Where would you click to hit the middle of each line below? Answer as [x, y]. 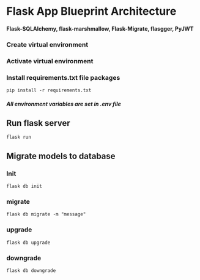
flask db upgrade [28, 243]
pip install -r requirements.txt [49, 90]
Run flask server [38, 123]
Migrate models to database [61, 156]
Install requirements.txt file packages [63, 77]
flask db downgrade [31, 270]
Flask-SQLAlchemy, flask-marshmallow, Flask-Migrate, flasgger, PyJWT [100, 28]
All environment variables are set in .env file [64, 104]
